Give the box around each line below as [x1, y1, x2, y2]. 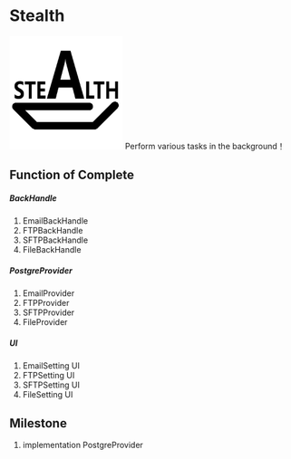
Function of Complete [9, 167, 134, 183]
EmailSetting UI [22, 360, 80, 371]
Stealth [9, 5, 65, 26]
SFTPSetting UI [22, 379, 80, 390]
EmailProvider [22, 288, 75, 299]
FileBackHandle [22, 244, 82, 255]
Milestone [9, 416, 68, 431]
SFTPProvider [22, 307, 75, 318]
